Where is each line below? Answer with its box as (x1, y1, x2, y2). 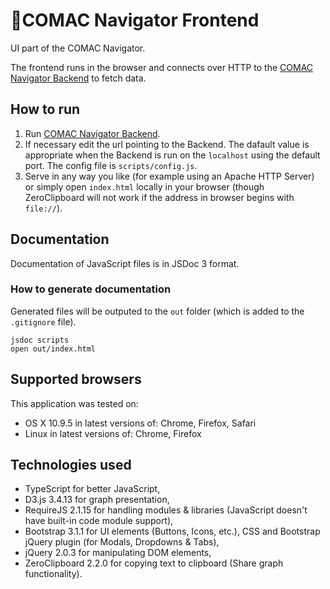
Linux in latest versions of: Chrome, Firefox (24, 427, 202, 439)
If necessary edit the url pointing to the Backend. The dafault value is (24, 138, 310, 150)
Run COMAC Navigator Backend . (24, 127, 161, 139)
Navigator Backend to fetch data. (10, 72, 147, 84)
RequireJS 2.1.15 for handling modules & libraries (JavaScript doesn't (24, 504, 308, 516)
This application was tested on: (10, 397, 139, 409)
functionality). (24, 568, 83, 580)
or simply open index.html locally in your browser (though (24, 180, 265, 193)
